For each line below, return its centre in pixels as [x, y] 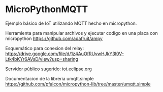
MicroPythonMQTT [47, 9]
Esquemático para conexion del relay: [45, 48]
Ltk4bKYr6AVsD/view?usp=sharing [42, 59]
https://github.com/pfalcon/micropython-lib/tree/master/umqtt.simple [78, 84]
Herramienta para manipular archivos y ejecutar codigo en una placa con [82, 33]
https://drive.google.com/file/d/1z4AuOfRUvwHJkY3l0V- [65, 54]
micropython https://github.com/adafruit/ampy [54, 38]
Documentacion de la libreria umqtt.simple [50, 78]
